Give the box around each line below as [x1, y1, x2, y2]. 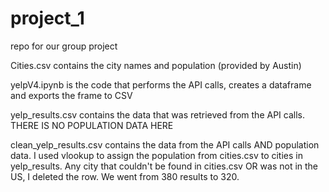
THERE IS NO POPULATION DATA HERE [10, 119, 174, 131]
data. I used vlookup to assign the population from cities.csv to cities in [10, 149, 303, 161]
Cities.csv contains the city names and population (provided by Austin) [10, 59, 302, 71]
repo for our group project [10, 40, 118, 52]
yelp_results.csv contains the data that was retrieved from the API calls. [10, 108, 305, 121]
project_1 [10, 7, 85, 30]
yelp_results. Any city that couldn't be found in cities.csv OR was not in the [10, 160, 319, 172]
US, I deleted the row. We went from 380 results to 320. [10, 170, 240, 182]
